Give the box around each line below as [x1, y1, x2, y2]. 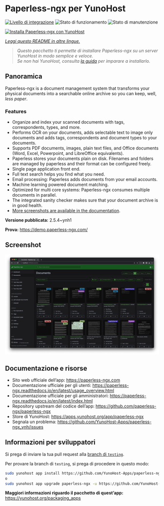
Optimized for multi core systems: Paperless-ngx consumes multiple [12, 187, 150, 193]
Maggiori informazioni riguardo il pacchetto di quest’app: [5, 490, 123, 496]
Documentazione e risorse [5, 364, 87, 373]
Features [5, 108, 27, 115]
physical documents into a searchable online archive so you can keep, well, [5, 90, 157, 96]
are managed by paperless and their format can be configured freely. [12, 161, 152, 167]
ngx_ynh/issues [12, 424, 44, 430]
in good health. [12, 202, 43, 208]
